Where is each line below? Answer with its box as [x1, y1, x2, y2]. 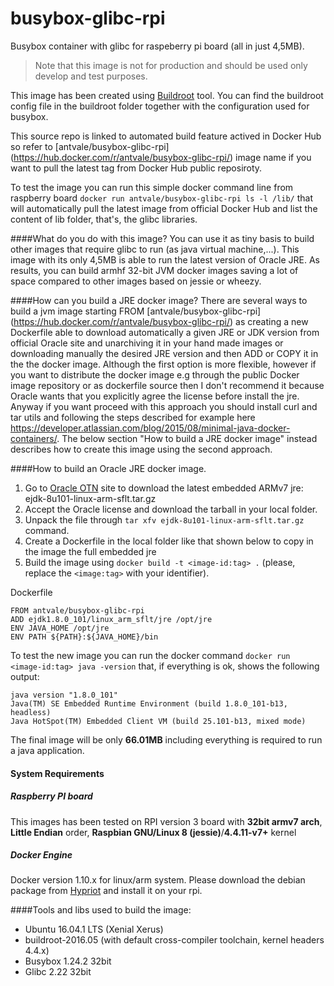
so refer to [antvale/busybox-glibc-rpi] [10, 140, 170, 152]
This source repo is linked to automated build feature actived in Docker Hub [10, 130, 322, 142]
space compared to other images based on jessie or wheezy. [10, 275, 262, 287]
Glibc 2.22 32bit [24, 966, 92, 978]
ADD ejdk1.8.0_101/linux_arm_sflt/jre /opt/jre [10, 614, 213, 624]
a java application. [10, 744, 85, 756]
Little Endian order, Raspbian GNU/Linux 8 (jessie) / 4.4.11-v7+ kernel [10, 826, 297, 838]
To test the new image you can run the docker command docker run [10, 649, 291, 661]
